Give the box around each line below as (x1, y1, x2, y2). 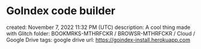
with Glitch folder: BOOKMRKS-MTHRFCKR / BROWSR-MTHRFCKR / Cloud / (6, 30, 196, 37)
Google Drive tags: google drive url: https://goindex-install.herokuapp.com (6, 36, 191, 43)
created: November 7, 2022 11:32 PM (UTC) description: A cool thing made (6, 24, 191, 31)
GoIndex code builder (6, 4, 116, 18)
